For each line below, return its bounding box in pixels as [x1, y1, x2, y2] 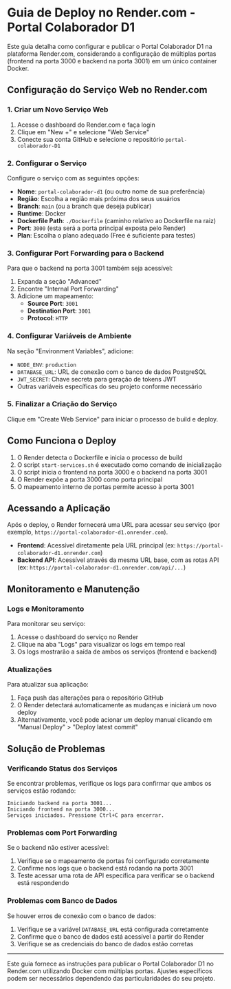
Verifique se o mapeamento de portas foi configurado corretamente [16, 857, 210, 865]
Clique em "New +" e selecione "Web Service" [16, 127, 150, 136]
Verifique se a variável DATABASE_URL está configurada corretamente [16, 925, 209, 933]
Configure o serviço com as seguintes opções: [7, 174, 140, 182]
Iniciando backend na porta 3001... [7, 800, 112, 807]
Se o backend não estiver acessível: [7, 844, 109, 852]
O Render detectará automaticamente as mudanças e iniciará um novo [16, 701, 217, 709]
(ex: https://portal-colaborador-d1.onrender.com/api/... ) [16, 563, 186, 572]
